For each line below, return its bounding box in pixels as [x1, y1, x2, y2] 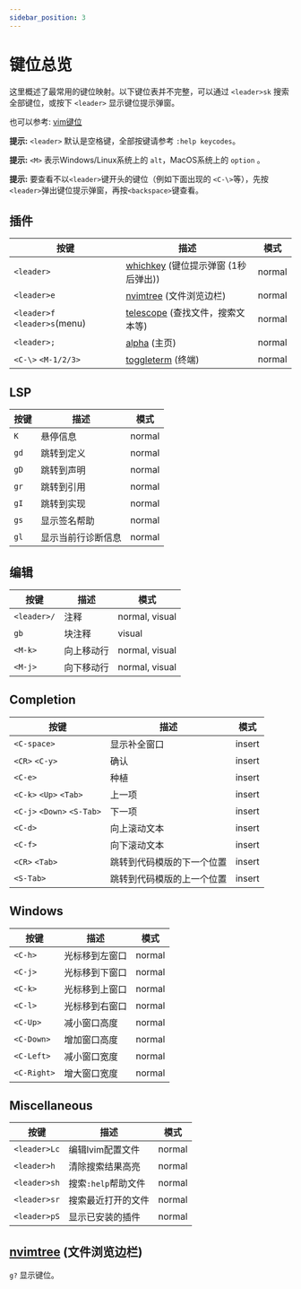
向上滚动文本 [109, 822, 164, 834]
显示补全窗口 [109, 737, 164, 750]
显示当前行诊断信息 [40, 531, 123, 544]
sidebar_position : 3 [9, 13, 87, 22]
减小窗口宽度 [64, 1050, 118, 1063]
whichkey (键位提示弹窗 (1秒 [125, 259, 246, 272]
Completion [9, 692, 76, 708]
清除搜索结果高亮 [68, 1161, 141, 1173]
